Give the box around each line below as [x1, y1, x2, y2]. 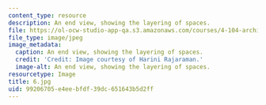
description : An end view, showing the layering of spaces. [8, 19, 211, 27]
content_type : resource [8, 11, 87, 20]
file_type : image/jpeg [8, 33, 83, 42]
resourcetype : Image [8, 70, 77, 78]
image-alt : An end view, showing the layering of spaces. [15, 63, 211, 71]
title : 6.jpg [8, 77, 51, 85]
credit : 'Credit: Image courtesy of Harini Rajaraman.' [15, 56, 203, 64]
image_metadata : [8, 41, 62, 49]
